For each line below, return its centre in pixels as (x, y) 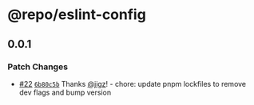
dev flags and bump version (65, 92)
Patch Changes (38, 67)
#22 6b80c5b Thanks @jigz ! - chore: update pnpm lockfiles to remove (133, 84)
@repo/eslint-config (77, 15)
